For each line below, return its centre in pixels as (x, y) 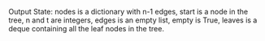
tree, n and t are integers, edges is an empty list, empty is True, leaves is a (133, 20)
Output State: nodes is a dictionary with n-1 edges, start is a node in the (128, 12)
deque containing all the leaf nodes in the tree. (87, 29)
